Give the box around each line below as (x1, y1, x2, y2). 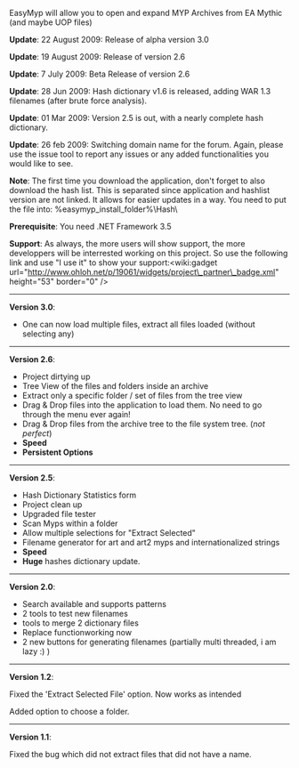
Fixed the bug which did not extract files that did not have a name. (9, 749, 252, 759)
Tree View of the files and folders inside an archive (21, 381, 209, 391)
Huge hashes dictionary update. (21, 556, 141, 566)
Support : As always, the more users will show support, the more (9, 238, 246, 248)
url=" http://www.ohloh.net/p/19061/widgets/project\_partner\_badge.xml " (9, 267, 279, 277)
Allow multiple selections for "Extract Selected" (21, 528, 196, 538)
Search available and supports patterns (21, 599, 167, 609)
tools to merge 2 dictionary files (21, 618, 140, 628)
